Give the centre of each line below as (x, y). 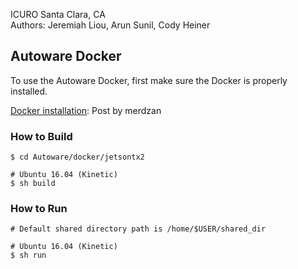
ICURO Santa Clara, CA (58, 14)
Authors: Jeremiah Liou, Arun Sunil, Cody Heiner (110, 25)
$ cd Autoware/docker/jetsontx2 (77, 157)
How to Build (41, 136)
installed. (29, 91)
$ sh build (33, 184)
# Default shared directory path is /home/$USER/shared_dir (138, 229)
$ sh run (28, 255)
